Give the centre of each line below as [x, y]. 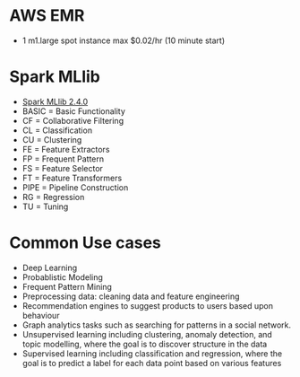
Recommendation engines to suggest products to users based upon [147, 305]
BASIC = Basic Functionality [73, 111]
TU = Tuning [45, 206]
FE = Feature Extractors [66, 149]
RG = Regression [53, 197]
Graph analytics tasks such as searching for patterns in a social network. [157, 325]
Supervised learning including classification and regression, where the [152, 353]
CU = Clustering [52, 139]
